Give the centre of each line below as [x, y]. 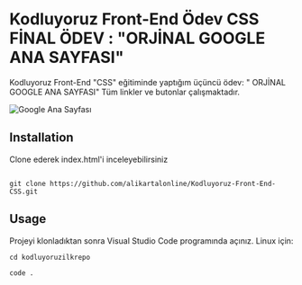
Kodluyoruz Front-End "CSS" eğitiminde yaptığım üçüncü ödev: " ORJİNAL [148, 82]
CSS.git [24, 191]
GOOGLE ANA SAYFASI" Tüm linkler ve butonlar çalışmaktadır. [125, 92]
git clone [28, 183]
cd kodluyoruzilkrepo [50, 257]
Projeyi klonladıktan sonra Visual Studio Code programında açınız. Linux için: [151, 240]
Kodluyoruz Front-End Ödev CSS [134, 19]
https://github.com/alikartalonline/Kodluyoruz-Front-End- [163, 183]
